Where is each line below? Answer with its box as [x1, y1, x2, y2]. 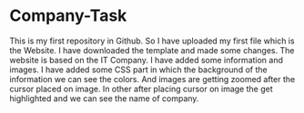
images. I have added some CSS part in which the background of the [9, 64, 268, 75]
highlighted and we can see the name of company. [9, 92, 199, 104]
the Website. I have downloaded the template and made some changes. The [9, 44, 295, 55]
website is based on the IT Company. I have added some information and [9, 54, 284, 65]
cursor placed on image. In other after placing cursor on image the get [9, 83, 273, 94]
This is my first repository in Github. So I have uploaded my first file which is [9, 35, 295, 46]
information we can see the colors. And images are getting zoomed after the [9, 73, 296, 84]
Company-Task [9, 5, 127, 26]
